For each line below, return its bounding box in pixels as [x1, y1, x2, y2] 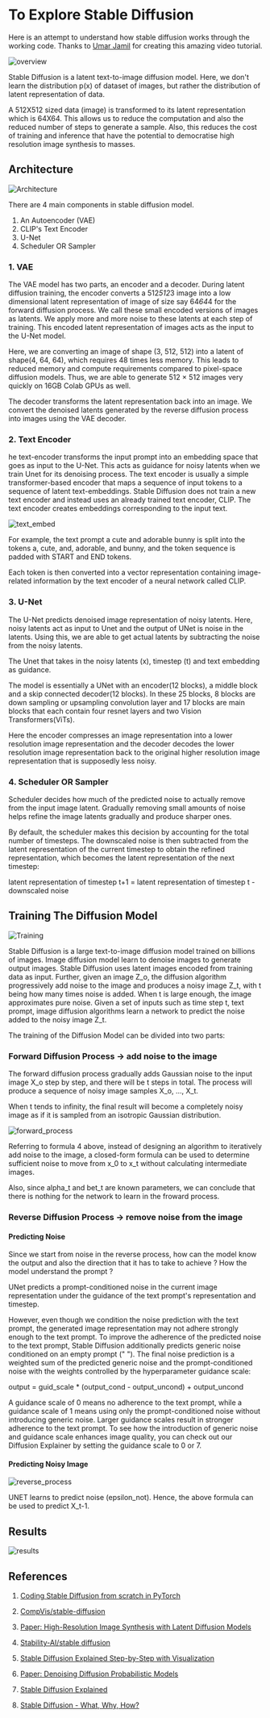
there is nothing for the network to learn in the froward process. [8, 1192, 220, 1202]
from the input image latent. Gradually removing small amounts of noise [8, 803, 246, 813]
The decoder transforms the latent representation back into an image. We [8, 397, 252, 407]
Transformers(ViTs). [8, 714, 75, 724]
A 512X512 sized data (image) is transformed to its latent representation [8, 105, 246, 115]
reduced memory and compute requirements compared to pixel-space [8, 364, 243, 374]
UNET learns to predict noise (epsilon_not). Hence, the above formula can [8, 1493, 254, 1503]
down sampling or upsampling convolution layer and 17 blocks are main [8, 697, 246, 707]
